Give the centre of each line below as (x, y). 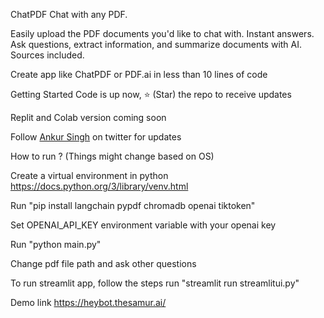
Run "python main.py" (56, 244)
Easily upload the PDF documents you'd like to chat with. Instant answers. (162, 33)
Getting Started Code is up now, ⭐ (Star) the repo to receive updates (151, 94)
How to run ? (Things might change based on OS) (112, 156)
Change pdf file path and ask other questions (103, 263)
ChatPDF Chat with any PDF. (69, 14)
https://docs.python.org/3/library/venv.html (99, 186)
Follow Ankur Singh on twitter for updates (96, 137)
